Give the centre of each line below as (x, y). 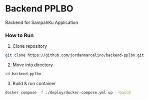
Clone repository (30, 46)
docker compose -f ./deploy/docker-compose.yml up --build (68, 93)
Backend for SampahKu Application (42, 22)
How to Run (19, 35)
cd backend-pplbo (23, 74)
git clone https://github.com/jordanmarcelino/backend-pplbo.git (74, 55)
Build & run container (34, 83)
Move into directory (33, 65)
